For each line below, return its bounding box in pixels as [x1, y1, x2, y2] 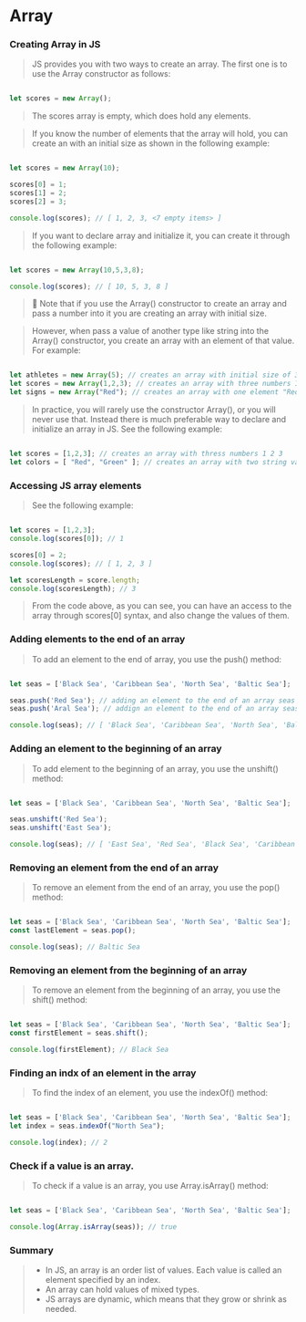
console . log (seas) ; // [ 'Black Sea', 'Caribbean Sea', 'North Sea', [9, 721, 280, 730]
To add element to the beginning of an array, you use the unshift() [31, 763, 280, 774]
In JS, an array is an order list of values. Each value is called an [45, 1265, 282, 1275]
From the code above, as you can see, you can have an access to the [31, 600, 292, 611]
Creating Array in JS [9, 38, 101, 51]
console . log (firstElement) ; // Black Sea [9, 1045, 169, 1054]
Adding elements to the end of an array [9, 633, 186, 646]
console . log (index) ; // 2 [9, 1138, 107, 1147]
